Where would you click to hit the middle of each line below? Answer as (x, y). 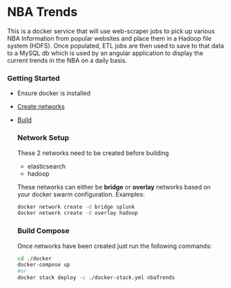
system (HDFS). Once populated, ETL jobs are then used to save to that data (115, 45)
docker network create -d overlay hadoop (78, 213)
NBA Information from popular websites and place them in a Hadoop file (109, 38)
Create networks (41, 107)
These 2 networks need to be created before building (93, 153)
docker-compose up (43, 265)
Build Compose (43, 231)
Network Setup (43, 138)
